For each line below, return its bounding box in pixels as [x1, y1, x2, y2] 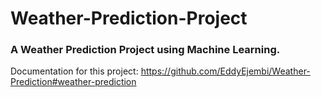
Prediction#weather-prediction [10, 76, 137, 88]
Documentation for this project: [10, 65, 139, 77]
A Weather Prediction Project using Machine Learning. [10, 43, 281, 57]
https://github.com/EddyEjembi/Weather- [140, 65, 311, 77]
